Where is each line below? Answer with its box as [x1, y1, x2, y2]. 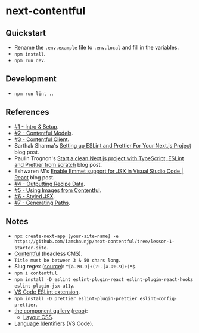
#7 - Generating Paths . [14, 199, 70, 206]
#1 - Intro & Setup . [14, 123, 59, 130]
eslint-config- [139, 296, 178, 302]
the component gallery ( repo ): [14, 307, 88, 314]
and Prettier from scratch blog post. [14, 161, 102, 168]
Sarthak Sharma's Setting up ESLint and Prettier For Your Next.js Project [14, 142, 191, 149]
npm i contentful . [14, 269, 59, 276]
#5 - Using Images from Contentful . [14, 187, 102, 194]
